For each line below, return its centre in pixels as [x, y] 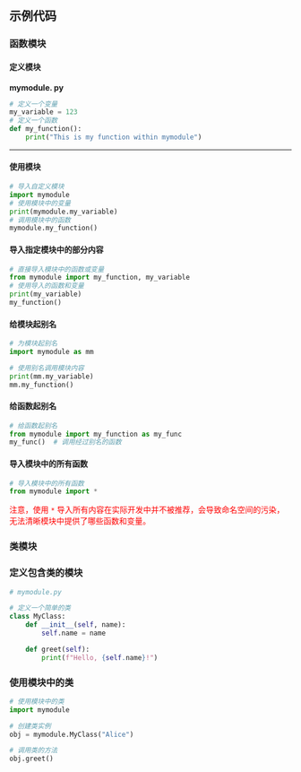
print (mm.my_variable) [52, 376]
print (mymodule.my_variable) [64, 212]
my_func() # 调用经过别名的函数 [66, 442]
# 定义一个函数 [34, 121]
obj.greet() [31, 759]
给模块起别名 [33, 324]
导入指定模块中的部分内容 [56, 249]
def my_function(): [46, 129]
